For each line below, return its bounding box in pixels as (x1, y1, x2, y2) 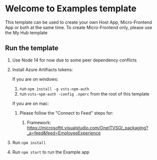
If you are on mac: (12, 100, 49, 106)
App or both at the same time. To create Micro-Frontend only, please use (5, 24, 153, 30)
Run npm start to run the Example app (12, 149, 90, 155)
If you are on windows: (12, 76, 59, 82)
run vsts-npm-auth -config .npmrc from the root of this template (19, 91, 150, 96)
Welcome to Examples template (5, 3, 136, 14)
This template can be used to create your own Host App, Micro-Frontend (5, 19, 152, 25)
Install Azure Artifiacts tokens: (12, 66, 73, 72)
